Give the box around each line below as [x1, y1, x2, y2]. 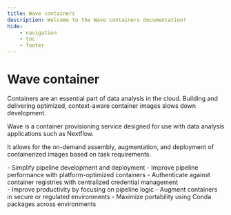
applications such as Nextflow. [7, 129, 94, 137]
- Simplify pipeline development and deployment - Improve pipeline [7, 163, 199, 172]
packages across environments [7, 200, 97, 208]
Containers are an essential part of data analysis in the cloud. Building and [7, 94, 219, 102]
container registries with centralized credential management [7, 178, 179, 186]
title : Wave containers [7, 10, 76, 17]
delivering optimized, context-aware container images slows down [7, 101, 197, 110]
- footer [19, 42, 45, 49]
